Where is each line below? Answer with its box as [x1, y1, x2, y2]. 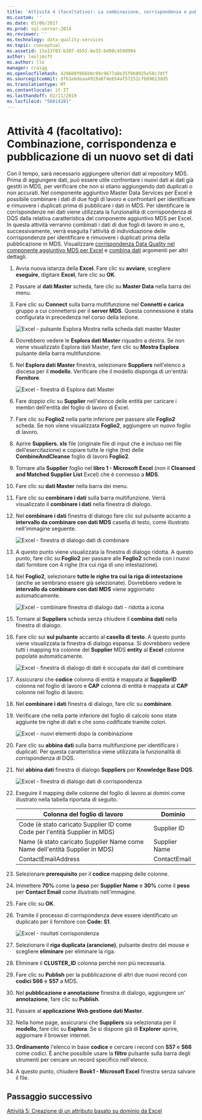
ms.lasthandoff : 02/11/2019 [7, 93, 77, 99]
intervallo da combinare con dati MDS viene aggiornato [15, 585, 155, 593]
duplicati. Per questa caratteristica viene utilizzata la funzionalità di [15, 747, 181, 755]
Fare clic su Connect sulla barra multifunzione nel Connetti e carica [15, 300, 185, 308]
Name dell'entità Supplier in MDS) [18, 845, 114, 853]
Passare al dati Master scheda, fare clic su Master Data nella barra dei [15, 282, 191, 289]
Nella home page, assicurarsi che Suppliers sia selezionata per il [15, 1018, 176, 1026]
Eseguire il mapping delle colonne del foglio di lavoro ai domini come [15, 789, 185, 796]
